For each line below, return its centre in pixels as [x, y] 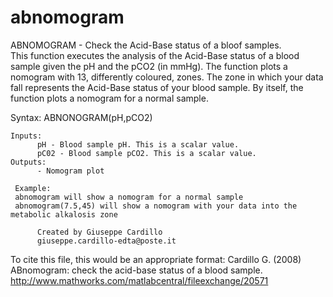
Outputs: [28, 162]
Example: [33, 188]
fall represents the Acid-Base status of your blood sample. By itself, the [157, 87]
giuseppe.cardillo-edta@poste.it [106, 241]
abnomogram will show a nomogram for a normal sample [129, 197]
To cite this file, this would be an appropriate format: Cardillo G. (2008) [156, 259]
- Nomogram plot [70, 171]
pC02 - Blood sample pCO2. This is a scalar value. [146, 153]
